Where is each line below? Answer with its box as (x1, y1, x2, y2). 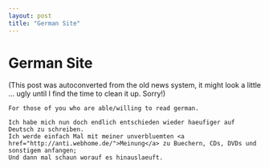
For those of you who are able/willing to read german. (8, 104, 199, 113)
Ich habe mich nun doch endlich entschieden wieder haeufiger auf (8, 118, 235, 127)
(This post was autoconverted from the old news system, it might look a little (8, 80, 262, 90)
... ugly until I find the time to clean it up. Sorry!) (8, 89, 166, 99)
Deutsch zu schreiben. (8, 125, 84, 133)
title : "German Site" (8, 19, 81, 27)
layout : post (8, 11, 52, 20)
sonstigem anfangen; (8, 146, 78, 155)
